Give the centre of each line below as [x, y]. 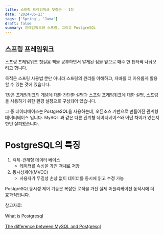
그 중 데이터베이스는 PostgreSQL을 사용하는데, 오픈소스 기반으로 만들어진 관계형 [82, 111]
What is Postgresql [24, 216]
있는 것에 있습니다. [33, 84]
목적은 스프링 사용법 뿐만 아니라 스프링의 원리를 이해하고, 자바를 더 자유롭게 [77, 78]
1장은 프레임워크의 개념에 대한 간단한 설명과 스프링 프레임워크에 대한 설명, [75, 95]
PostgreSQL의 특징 [43, 145]
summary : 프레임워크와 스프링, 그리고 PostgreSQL [50, 28]
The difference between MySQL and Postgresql [53, 226]
